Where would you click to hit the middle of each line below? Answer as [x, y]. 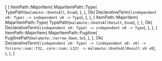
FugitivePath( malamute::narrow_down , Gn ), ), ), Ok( [54, 38]
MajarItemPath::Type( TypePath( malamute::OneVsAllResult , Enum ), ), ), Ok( [79, 22]
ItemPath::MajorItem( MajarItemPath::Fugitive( [51, 33]
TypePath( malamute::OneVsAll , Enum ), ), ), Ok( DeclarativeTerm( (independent [81, 12]
